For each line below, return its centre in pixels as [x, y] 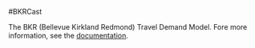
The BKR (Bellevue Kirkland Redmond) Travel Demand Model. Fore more [128, 27]
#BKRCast [25, 12]
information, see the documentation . [68, 36]
